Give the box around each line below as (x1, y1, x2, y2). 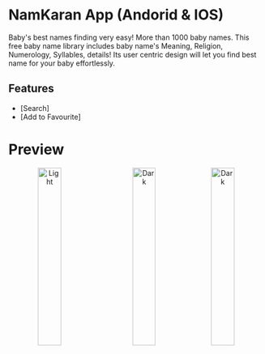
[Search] (19, 103, 50, 113)
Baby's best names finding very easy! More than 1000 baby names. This (8, 32, 250, 42)
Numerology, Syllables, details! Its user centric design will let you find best (8, 49, 257, 59)
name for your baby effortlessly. (8, 58, 116, 68)
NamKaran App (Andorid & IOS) (8, 6, 224, 24)
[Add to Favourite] (19, 112, 81, 122)
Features (8, 82, 54, 96)
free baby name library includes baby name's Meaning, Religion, (8, 41, 224, 50)
